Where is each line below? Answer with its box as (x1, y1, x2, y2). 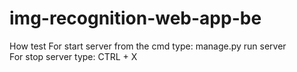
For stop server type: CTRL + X (9, 50, 138, 62)
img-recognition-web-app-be (9, 7, 262, 30)
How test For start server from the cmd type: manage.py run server (9, 40, 287, 52)
